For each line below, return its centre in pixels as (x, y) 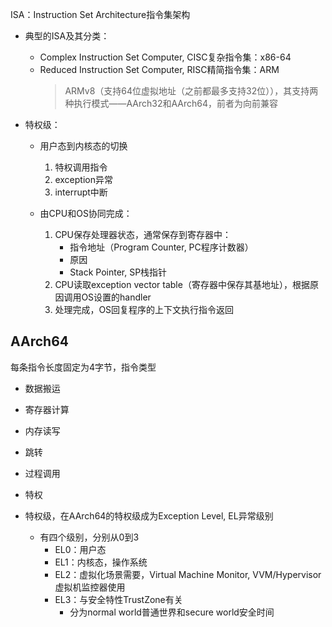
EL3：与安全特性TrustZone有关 (118, 599)
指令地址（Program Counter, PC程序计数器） (161, 247)
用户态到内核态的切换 (83, 146)
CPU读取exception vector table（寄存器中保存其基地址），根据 (182, 284)
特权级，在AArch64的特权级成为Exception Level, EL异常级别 (149, 515)
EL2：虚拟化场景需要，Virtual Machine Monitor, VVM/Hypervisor (188, 574)
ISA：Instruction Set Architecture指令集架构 (100, 14)
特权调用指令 (81, 167)
